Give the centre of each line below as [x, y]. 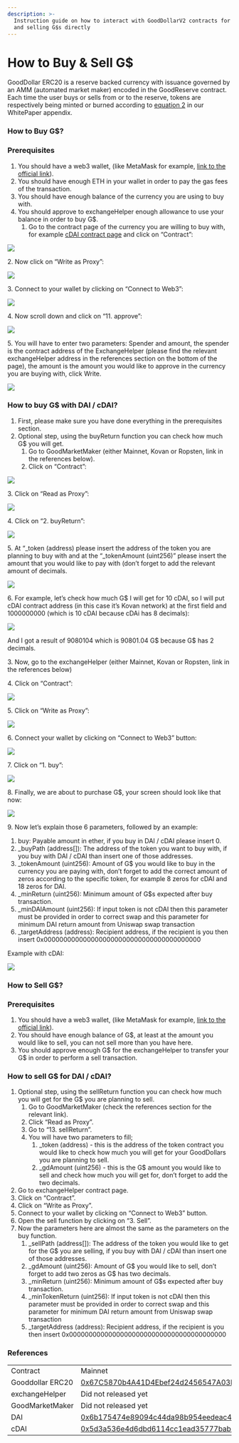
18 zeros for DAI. [42, 886]
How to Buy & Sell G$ [70, 62]
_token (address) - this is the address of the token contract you [131, 1145]
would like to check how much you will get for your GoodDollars [132, 1152]
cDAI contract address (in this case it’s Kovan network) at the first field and [117, 605]
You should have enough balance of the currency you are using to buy [121, 196]
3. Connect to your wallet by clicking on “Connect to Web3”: [95, 288]
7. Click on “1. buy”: [36, 765]
